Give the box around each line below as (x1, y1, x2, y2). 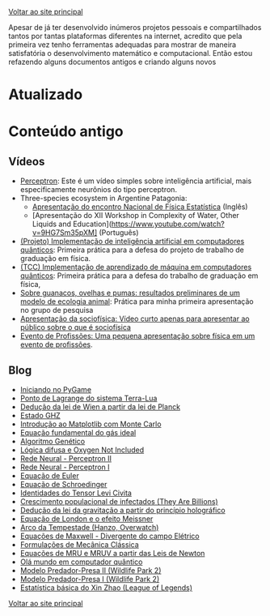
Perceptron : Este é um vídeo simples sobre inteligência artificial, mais (19, 176, 252, 186)
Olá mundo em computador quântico (19, 557, 143, 567)
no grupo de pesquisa (19, 306, 94, 315)
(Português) (99, 228, 139, 237)
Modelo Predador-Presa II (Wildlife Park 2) (19, 566, 162, 575)
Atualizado (8, 85, 83, 104)
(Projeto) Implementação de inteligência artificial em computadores (19, 237, 245, 246)
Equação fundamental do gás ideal (19, 428, 137, 437)
